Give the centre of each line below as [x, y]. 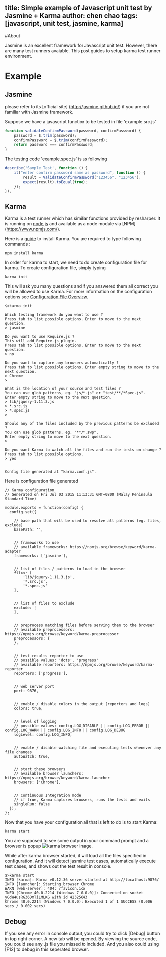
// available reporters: [40, 665]
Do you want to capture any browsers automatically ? [62, 363]
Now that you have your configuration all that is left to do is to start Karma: [81, 822]
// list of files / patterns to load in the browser [70, 569]
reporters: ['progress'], [41, 673]
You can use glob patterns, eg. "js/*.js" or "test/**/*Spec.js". [75, 393]
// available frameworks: [41, 547]
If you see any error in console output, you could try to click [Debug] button [83, 933]
